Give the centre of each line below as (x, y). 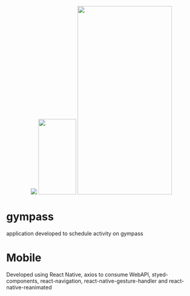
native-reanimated (29, 287)
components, (23, 281)
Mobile (24, 258)
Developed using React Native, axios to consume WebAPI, (78, 274)
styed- (160, 274)
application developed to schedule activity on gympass (75, 233)
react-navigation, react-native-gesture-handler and (104, 281)
